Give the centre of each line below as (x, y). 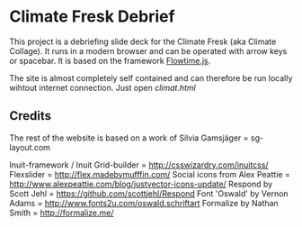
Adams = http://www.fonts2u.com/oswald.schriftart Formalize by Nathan (144, 203)
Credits (31, 116)
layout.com (30, 147)
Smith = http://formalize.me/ (62, 213)
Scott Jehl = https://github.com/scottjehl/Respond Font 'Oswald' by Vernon (149, 193)
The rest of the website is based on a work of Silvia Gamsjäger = (129, 138)
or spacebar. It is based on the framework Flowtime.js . (110, 60)
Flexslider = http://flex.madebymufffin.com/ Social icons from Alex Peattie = (150, 174)
